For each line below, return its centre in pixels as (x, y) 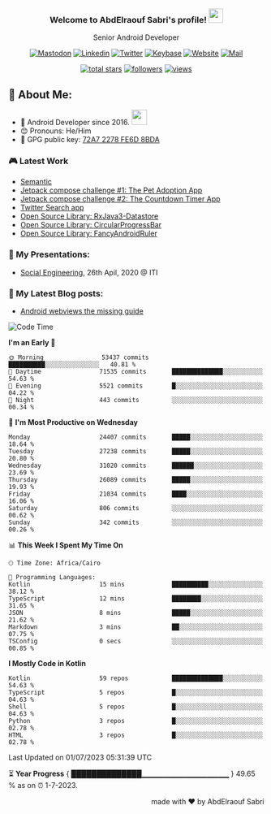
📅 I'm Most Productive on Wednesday (73, 422)
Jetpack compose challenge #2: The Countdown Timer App (120, 199)
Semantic (36, 182)
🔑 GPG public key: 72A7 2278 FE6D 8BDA (90, 140)
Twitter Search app (52, 208)
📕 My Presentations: (49, 254)
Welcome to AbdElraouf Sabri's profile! (128, 19)
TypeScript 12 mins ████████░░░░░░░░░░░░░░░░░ (136, 599)
